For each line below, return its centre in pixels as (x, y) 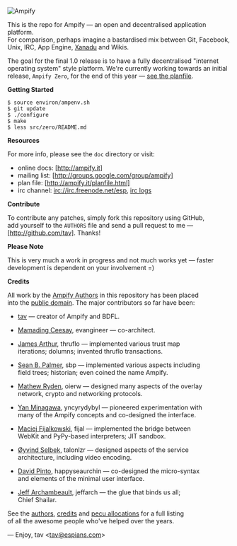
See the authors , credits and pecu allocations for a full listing (96, 513)
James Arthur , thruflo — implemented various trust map (99, 344)
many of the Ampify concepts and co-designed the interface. (107, 415)
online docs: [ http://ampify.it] (60, 168)
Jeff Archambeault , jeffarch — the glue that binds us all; (99, 492)
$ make (17, 121)
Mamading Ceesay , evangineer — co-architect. (86, 330)
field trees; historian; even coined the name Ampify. (93, 372)
